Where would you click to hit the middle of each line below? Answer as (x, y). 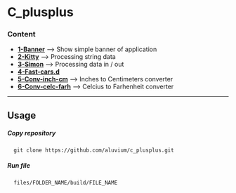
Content (22, 34)
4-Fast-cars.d (38, 72)
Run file (19, 166)
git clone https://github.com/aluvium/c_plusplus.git (94, 150)
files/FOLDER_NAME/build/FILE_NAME (66, 182)
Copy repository (32, 133)
